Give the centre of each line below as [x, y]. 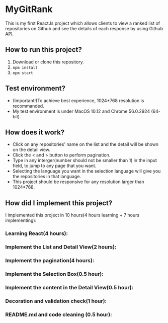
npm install [25, 67]
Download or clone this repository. [48, 62]
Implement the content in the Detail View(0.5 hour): [69, 287]
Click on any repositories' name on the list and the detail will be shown [86, 144]
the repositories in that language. [47, 177]
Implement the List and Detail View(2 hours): [61, 247]
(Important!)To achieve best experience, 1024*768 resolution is [78, 100]
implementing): [21, 220]
